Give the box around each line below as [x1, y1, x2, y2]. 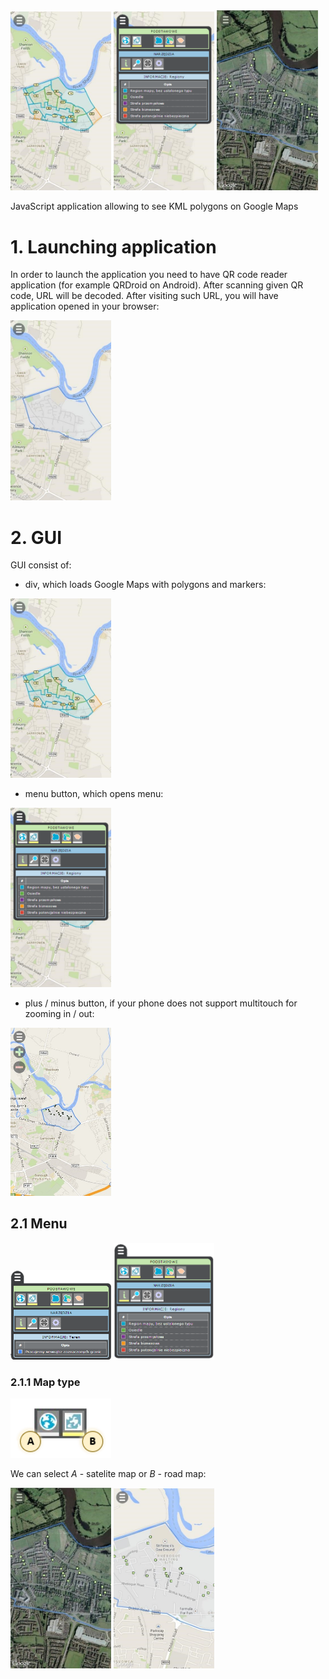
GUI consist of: [10, 559, 72, 571]
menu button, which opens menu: [24, 787, 164, 799]
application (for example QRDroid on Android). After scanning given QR [10, 279, 304, 291]
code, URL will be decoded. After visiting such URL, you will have [10, 290, 279, 302]
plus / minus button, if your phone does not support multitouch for [24, 997, 298, 1009]
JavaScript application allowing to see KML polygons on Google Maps [10, 200, 299, 213]
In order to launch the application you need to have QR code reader [10, 269, 288, 281]
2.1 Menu [10, 1215, 68, 1233]
